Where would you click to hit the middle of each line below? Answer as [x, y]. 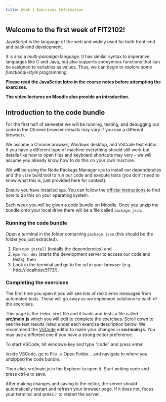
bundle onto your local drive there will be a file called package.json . [74, 210]
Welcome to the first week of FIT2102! [65, 30]
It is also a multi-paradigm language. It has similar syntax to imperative [78, 57]
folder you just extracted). [32, 239]
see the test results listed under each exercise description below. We [76, 324]
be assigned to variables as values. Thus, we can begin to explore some [79, 67]
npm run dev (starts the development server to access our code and [82, 254]
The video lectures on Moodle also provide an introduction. [68, 97]
